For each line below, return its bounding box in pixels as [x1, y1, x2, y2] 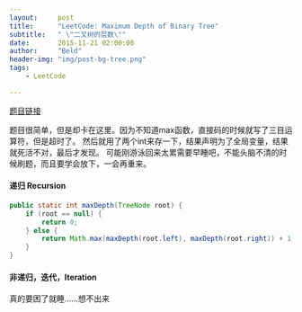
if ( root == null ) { [25, 209, 102, 218]
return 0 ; [41, 218, 78, 227]
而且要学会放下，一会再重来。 [40, 158, 151, 169]
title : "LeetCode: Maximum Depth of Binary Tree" [9, 22, 219, 31]
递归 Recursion [9, 181, 67, 192]
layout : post [9, 13, 75, 22]
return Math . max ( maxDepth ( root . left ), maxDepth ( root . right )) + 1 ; [41, 235, 296, 244]
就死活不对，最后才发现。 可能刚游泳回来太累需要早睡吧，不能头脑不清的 [9, 147, 280, 157]
